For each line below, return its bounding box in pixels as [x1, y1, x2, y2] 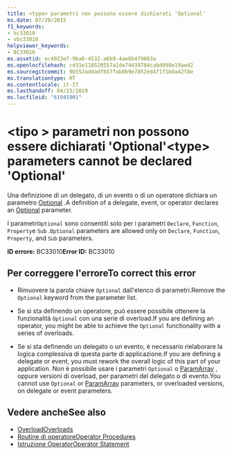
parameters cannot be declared [7, 153, 193, 169]
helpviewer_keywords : [7, 42, 70, 49]
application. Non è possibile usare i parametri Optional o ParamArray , [17, 364, 218, 372]
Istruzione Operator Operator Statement [17, 440, 130, 448]
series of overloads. [17, 329, 75, 337]
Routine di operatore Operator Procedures [17, 432, 136, 440]
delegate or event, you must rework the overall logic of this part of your [17, 357, 221, 365]
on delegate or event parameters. [17, 386, 113, 395]
